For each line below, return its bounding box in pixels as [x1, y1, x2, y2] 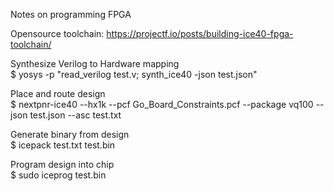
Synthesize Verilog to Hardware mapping [10, 58, 180, 69]
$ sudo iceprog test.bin [10, 169, 107, 181]
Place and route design [10, 88, 106, 99]
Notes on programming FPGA [10, 9, 132, 20]
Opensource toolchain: [10, 28, 105, 39]
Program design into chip [10, 159, 115, 170]
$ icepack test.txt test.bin [10, 139, 116, 151]
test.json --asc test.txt [29, 109, 122, 121]
